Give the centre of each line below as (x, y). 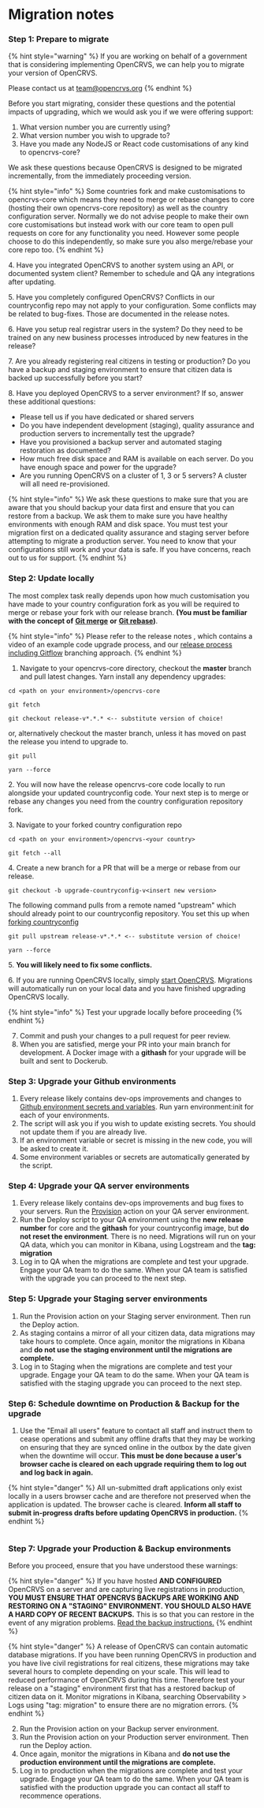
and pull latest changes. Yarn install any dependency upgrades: (123, 677)
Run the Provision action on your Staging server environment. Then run (135, 1316)
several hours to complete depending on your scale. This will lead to (119, 1672)
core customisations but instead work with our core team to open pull (121, 225)
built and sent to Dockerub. (64, 1061)
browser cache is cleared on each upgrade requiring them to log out (133, 1463)
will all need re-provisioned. (65, 484)
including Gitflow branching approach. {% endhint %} (95, 653)
